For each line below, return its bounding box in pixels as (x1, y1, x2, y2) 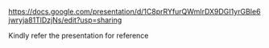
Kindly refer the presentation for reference (8, 31, 149, 40)
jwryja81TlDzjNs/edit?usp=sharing (8, 15, 122, 25)
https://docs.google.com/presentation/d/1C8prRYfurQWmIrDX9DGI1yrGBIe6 (8, 7, 261, 16)
